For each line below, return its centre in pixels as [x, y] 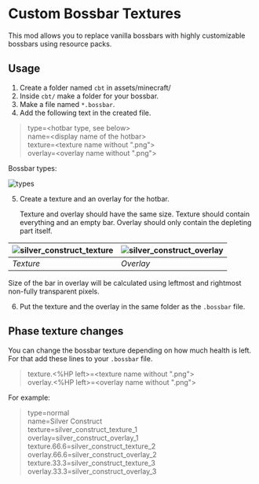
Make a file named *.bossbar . [67, 104]
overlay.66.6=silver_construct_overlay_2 [92, 454]
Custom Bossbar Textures [95, 14]
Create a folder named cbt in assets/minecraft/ [95, 87]
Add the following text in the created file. [85, 113]
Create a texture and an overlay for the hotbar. [95, 198]
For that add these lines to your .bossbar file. [80, 358]
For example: [29, 397]
